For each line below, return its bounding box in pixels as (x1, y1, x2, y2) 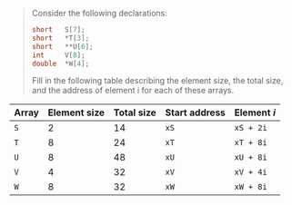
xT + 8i (234, 138, 267, 148)
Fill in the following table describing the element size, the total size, (31, 75, 284, 86)
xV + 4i (234, 167, 267, 178)
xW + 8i (234, 181, 267, 192)
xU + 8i (234, 152, 267, 162)
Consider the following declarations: (31, 8, 168, 18)
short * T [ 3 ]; (31, 34, 90, 43)
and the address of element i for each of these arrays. (31, 85, 235, 96)
